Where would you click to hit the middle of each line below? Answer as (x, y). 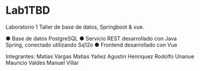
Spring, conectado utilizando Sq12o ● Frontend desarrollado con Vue (92, 45)
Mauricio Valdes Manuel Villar (42, 63)
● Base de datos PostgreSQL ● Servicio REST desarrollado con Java (91, 38)
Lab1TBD (28, 10)
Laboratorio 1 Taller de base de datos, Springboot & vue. (75, 27)
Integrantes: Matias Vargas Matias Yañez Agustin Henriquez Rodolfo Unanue (100, 56)
